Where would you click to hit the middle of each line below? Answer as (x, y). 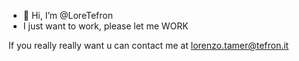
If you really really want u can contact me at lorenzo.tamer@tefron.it (149, 45)
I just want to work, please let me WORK (105, 26)
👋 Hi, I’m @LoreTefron (67, 15)
